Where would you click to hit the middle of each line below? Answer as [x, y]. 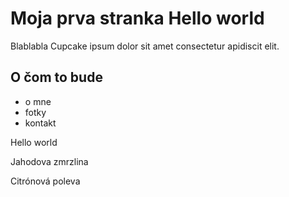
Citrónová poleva [45, 181]
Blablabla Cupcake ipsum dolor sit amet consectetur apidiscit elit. [145, 46]
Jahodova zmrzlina [49, 161]
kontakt [40, 123]
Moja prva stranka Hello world [137, 18]
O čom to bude [56, 77]
